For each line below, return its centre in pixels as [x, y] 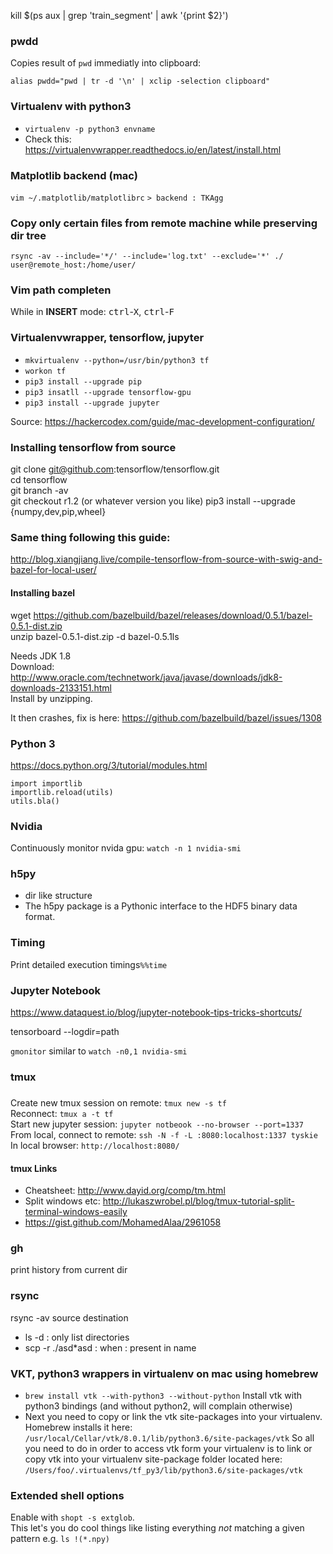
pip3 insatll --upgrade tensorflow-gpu [108, 392]
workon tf [45, 371]
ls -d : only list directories [77, 1337]
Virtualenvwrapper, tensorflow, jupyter [107, 338]
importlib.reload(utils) [62, 792]
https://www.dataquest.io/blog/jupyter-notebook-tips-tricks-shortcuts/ [156, 1012]
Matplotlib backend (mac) [74, 175]
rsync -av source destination [69, 1317]
